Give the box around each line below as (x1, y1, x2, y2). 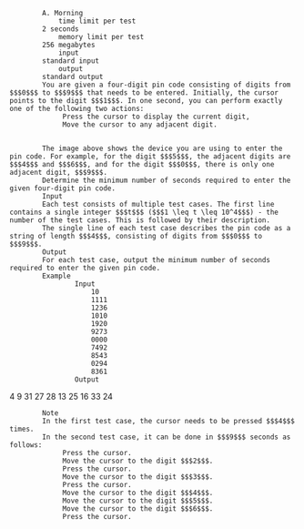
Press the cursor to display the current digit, (62, 112, 250, 121)
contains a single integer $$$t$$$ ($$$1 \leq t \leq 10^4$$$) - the (9, 208, 279, 217)
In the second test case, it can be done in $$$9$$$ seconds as (42, 432, 291, 442)
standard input (42, 56, 100, 66)
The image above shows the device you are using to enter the (42, 144, 283, 153)
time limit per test (57, 16, 137, 25)
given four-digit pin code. (9, 184, 117, 193)
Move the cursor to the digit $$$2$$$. (62, 456, 214, 465)
